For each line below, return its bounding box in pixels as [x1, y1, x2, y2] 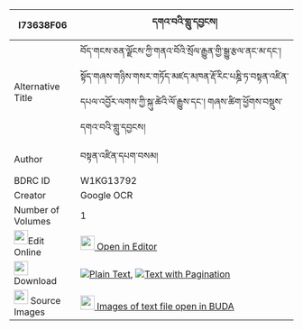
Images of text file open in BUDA [96, 300, 234, 312]
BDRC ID [14, 175, 51, 187]
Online [14, 246, 42, 258]
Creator [14, 189, 47, 201]
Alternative [14, 80, 60, 93]
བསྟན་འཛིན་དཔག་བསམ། [79, 150, 159, 161]
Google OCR [79, 189, 133, 201]
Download [14, 275, 57, 287]
